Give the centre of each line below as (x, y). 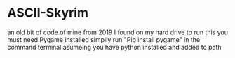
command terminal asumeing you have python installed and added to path (115, 47)
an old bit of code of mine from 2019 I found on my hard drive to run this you (117, 32)
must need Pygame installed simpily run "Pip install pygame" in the (104, 39)
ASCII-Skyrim (48, 13)
